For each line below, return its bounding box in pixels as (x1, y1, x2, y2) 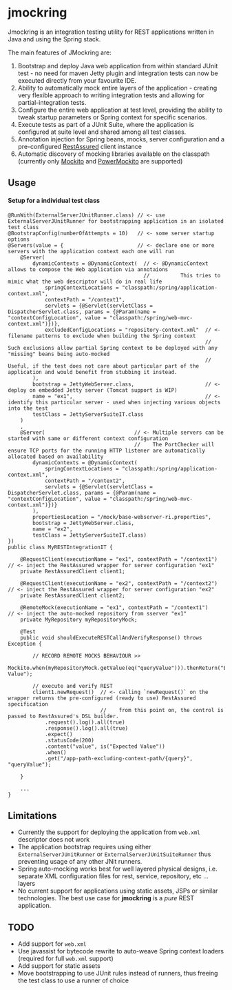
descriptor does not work (17, 835, 90, 844)
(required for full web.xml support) (17, 954, 114, 963)
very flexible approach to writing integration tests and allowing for (17, 91, 205, 99)
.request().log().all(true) (44, 719, 126, 726)
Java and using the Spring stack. (8, 34, 101, 43)
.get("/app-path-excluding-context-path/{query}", (44, 755, 193, 762)
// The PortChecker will (134, 441, 215, 448)
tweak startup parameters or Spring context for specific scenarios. (17, 112, 207, 121)
